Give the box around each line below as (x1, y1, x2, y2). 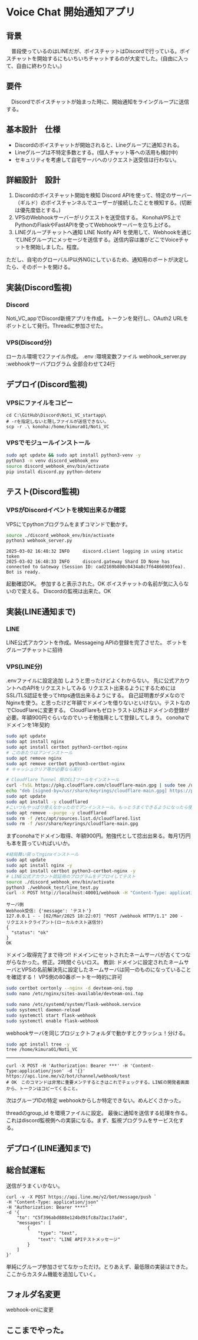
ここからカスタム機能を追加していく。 (6, 1270, 99, 1277)
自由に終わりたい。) (16, 63, 62, 69)
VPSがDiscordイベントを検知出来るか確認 (6, 506, 126, 514)
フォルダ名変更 (6, 1289, 61, 1299)
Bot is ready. (6, 569, 41, 575)
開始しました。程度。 (30, 244, 82, 251)
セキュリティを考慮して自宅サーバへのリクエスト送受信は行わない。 (14, 156, 180, 163)
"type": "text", (37, 1230, 78, 1236)
